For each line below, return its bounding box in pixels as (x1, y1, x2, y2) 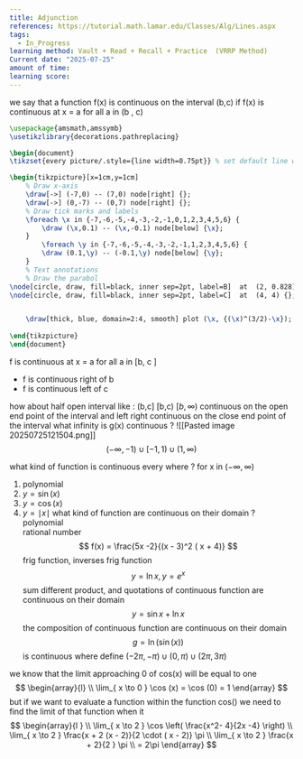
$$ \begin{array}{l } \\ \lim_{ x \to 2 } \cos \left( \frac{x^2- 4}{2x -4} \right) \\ (10, 719, 293, 731)
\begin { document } (9, 148, 75, 158)
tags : (9, 30, 30, 39)
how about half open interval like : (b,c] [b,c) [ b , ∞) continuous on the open (9, 401, 289, 412)
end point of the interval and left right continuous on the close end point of (9, 410, 287, 421)
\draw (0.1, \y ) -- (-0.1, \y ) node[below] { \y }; (41, 249, 224, 258)
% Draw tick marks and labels (25, 207, 140, 216)
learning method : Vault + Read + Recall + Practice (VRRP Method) (9, 47, 269, 56)
